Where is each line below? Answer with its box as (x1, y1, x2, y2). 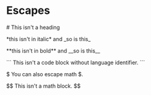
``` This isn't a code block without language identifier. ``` (6, 59, 145, 66)
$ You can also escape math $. (6, 70, 83, 77)
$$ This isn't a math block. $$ (6, 82, 81, 90)
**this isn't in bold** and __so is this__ (6, 47, 101, 54)
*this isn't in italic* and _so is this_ (6, 35, 91, 42)
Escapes (6, 4, 50, 18)
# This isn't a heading (6, 24, 60, 31)
